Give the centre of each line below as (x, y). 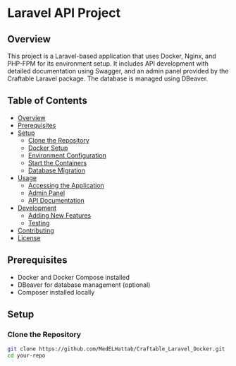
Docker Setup (48, 148)
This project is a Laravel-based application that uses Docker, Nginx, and (112, 56)
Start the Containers (57, 163)
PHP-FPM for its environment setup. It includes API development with (108, 64)
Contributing (36, 230)
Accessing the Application (66, 185)
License (29, 237)
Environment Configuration (67, 155)
